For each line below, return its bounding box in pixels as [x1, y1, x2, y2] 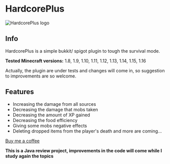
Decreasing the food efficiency [12, 117, 78, 123]
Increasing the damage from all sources [12, 101, 96, 107]
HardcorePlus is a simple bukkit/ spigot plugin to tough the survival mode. [5, 48, 160, 54]
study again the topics [5, 153, 54, 159]
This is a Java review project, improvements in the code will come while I [5, 147, 162, 153]
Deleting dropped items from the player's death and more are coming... [12, 128, 162, 134]
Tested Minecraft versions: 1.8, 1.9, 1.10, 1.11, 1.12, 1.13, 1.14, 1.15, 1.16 [5, 58, 146, 64]
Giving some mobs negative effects [12, 122, 88, 129]
